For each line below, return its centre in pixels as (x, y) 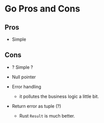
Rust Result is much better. (47, 115)
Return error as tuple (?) (37, 106)
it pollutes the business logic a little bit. (59, 96)
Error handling (26, 86)
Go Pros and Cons (43, 9)
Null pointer (24, 77)
